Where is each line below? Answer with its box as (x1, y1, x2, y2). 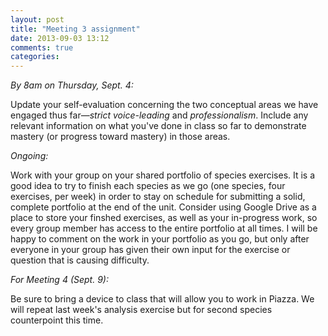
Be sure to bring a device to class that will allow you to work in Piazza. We (10, 293, 315, 305)
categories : (10, 52, 60, 62)
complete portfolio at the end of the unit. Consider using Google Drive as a (10, 201, 317, 213)
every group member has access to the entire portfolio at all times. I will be (10, 222, 318, 235)
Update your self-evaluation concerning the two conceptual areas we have (10, 99, 319, 111)
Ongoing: (10, 150, 49, 162)
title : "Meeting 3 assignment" (10, 24, 141, 34)
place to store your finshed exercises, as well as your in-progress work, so (10, 212, 318, 224)
